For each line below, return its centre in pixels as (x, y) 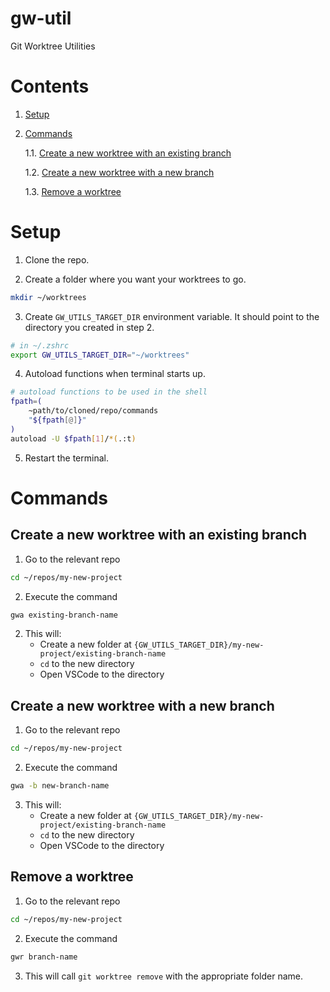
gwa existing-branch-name (64, 615)
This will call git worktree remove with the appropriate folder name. (163, 976)
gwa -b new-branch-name (60, 786)
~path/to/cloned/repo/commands (93, 411)
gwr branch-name (44, 957)
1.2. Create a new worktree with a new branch (119, 172)
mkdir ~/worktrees (48, 297)
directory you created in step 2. (89, 327)
